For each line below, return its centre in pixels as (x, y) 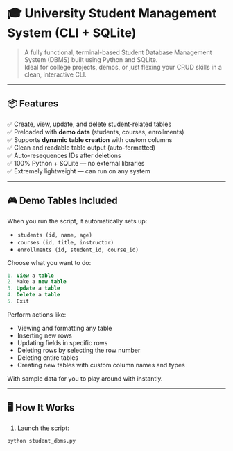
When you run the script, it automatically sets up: (77, 221)
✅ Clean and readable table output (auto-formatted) (81, 148)
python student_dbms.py (42, 441)
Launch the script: (43, 428)
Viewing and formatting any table (64, 328)
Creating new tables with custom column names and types (101, 365)
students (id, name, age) (54, 235)
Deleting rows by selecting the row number (79, 350)
